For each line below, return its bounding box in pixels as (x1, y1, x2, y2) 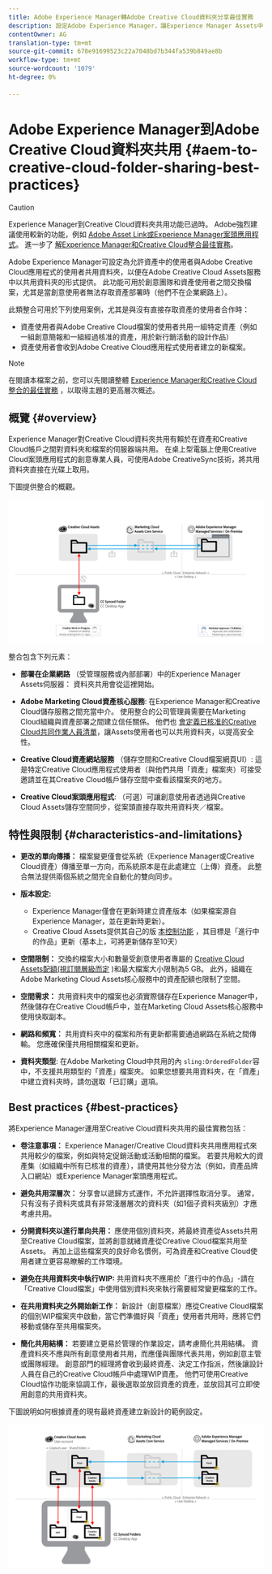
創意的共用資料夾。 (27, 1389, 91, 1399)
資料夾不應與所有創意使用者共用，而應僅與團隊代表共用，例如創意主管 (27, 1348, 261, 1358)
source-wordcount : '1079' (8, 65, 96, 73)
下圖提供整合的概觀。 (8, 482, 79, 491)
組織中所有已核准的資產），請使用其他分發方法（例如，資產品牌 (48, 1161, 258, 1170)
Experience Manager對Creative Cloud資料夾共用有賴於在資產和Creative (8, 435, 248, 444)
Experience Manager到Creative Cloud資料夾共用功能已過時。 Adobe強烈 (8, 219, 251, 229)
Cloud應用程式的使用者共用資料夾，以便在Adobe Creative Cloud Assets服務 (8, 266, 261, 276)
